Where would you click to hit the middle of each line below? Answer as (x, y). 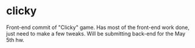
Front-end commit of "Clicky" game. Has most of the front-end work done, (98, 27)
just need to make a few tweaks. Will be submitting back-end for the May (96, 33)
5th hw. (15, 40)
